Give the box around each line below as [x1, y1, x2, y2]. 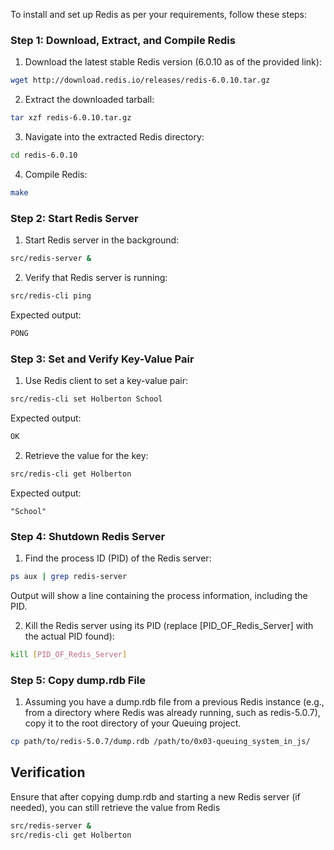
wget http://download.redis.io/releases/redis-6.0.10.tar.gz [10, 75, 271, 86]
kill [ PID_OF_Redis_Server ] [10, 649, 128, 659]
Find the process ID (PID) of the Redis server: [24, 552, 212, 564]
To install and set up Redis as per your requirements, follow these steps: [10, 9, 308, 20]
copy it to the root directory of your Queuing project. [24, 717, 242, 729]
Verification [10, 764, 86, 781]
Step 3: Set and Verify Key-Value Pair [10, 352, 195, 366]
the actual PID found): [24, 630, 115, 642]
